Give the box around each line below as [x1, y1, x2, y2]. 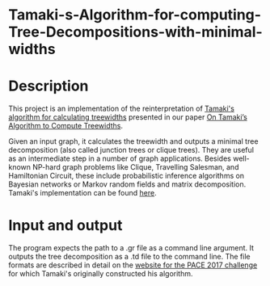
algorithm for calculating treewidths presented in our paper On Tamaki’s [8, 112, 248, 122]
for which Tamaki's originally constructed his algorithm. [8, 269, 193, 279]
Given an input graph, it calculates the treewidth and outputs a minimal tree [8, 137, 259, 146]
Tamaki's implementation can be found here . [8, 188, 157, 198]
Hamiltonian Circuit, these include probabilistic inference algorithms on [8, 171, 245, 181]
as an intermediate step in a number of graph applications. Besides [8, 154, 232, 163]
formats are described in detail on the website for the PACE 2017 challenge [8, 260, 258, 270]
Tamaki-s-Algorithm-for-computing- [8, 6, 261, 24]
